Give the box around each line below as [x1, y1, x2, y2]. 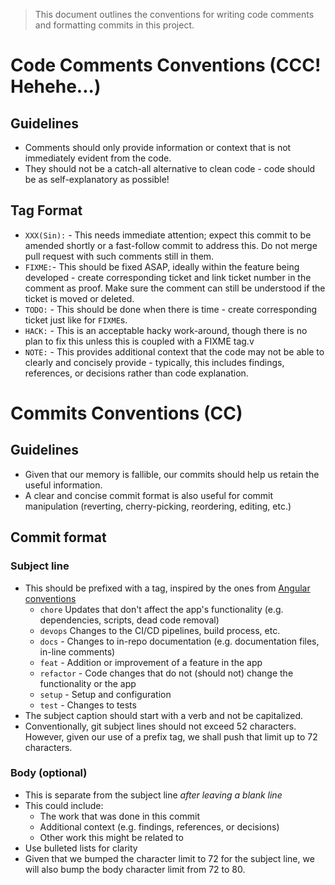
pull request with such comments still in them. [24, 250, 215, 262]
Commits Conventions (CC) [10, 402, 243, 424]
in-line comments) [39, 645, 116, 658]
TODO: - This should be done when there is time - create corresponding [24, 303, 318, 315]
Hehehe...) [10, 75, 102, 98]
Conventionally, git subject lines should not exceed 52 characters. [24, 720, 297, 732]
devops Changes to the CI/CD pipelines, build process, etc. [39, 624, 281, 636]
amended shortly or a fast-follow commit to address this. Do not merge [24, 239, 318, 251]
